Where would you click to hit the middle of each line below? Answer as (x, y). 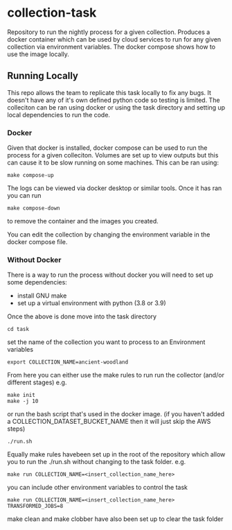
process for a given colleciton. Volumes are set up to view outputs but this (113, 155)
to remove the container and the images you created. (83, 221)
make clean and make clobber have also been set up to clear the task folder (115, 519)
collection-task (52, 13)
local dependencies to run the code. (59, 114)
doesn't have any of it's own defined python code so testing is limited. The (114, 100)
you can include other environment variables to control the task (98, 488)
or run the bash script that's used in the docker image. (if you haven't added (116, 414)
